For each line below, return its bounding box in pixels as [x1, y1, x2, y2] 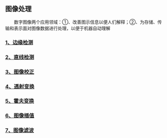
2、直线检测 [5, 53, 34, 60]
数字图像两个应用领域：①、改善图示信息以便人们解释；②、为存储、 [14, 19, 157, 25]
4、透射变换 [5, 83, 34, 90]
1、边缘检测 [5, 39, 33, 46]
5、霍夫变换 [5, 97, 34, 104]
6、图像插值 [5, 112, 34, 119]
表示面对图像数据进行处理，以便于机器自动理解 [13, 25, 110, 31]
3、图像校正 [5, 68, 34, 75]
